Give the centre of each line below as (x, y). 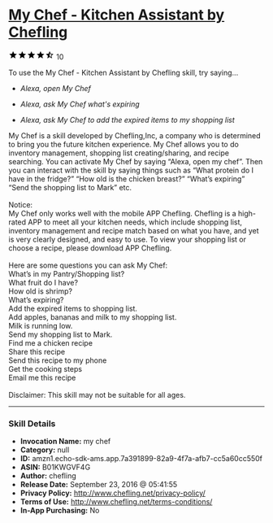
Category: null (45, 450)
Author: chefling (48, 476)
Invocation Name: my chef (65, 442)
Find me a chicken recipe (51, 342)
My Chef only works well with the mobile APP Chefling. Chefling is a (123, 213)
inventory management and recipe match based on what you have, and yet (134, 230)
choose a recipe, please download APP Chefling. (90, 248)
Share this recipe (37, 351)
